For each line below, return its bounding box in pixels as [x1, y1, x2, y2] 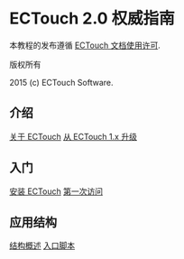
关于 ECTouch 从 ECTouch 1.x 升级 [9, 131, 138, 142]
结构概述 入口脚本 [9, 240, 75, 251]
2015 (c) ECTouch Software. [9, 77, 115, 88]
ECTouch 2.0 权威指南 [9, 8, 176, 29]
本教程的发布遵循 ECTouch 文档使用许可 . [9, 40, 161, 51]
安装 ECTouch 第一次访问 [9, 186, 104, 197]
